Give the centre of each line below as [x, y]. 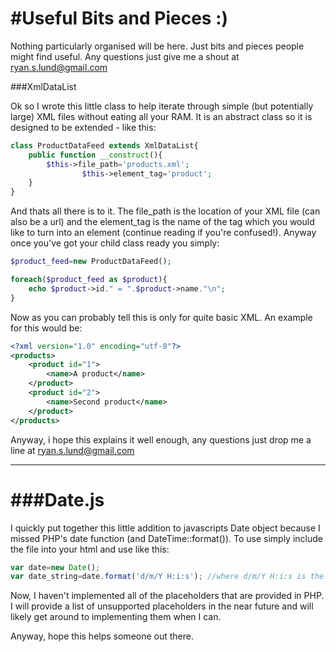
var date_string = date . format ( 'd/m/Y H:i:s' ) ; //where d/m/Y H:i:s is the [167, 577]
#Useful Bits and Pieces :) [119, 18]
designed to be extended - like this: [83, 127]
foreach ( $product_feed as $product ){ [89, 280]
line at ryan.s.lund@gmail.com [72, 450]
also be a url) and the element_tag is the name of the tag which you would [162, 222]
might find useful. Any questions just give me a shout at [125, 56]
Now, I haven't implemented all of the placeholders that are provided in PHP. [167, 596]
